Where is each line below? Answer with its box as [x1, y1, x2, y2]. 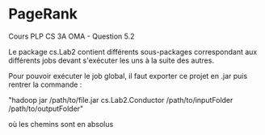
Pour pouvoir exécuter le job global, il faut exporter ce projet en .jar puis [8, 71, 248, 80]
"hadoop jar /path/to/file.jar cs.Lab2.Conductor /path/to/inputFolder [8, 95, 233, 104]
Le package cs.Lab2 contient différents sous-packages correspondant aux [8, 47, 258, 56]
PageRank [8, 5, 78, 23]
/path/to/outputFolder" [8, 104, 84, 113]
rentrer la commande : [8, 80, 82, 89]
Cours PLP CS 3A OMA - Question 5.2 [8, 31, 135, 41]
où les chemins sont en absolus [8, 119, 114, 129]
